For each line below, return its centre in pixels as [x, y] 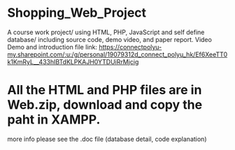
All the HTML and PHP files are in [105, 90]
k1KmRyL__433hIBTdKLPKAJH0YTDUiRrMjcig [73, 61]
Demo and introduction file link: [52, 47]
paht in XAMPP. [54, 120]
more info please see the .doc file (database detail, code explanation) [107, 139]
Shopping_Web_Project [77, 13]
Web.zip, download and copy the [105, 105]
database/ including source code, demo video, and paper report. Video [109, 39]
